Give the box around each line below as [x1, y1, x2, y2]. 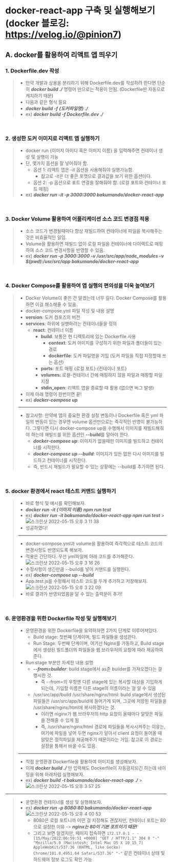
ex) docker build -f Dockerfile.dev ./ [25, 111, 103, 117]
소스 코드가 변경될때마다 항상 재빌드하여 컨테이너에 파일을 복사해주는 [25, 228, 163, 234]
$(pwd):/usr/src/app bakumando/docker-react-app [25, 259, 139, 265]
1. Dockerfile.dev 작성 [5, 67, 59, 74]
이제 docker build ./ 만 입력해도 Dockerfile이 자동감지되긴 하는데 [25, 765, 157, 771]
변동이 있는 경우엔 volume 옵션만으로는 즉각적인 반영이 [35, 419, 145, 425]
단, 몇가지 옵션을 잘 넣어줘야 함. [25, 160, 89, 167]
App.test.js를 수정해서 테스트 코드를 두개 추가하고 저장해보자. [25, 578, 148, 584]
